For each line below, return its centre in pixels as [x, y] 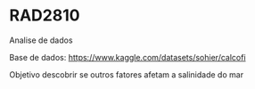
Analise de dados [41, 40]
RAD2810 [45, 16]
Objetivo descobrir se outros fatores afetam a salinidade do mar [126, 74]
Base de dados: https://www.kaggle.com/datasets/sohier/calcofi [128, 57]
